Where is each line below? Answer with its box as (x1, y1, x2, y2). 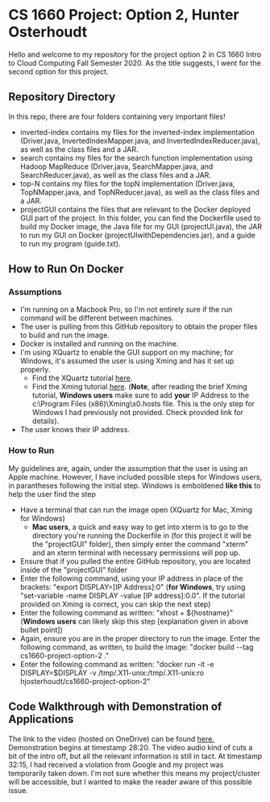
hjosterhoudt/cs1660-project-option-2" (19, 676, 151, 686)
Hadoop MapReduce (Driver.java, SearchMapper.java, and (19, 162, 214, 171)
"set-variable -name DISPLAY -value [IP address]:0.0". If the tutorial (19, 590, 246, 600)
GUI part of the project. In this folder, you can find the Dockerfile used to (19, 212, 261, 223)
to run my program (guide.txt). (19, 238, 121, 248)
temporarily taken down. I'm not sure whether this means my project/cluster (8, 768, 260, 778)
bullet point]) (19, 624, 63, 635)
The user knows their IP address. (19, 425, 131, 435)
